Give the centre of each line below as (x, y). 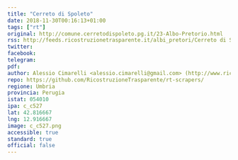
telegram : (22, 60)
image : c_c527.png (34, 126)
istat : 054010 (28, 100)
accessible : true (33, 132)
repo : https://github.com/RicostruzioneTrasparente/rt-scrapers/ (106, 80)
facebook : (22, 54)
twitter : (20, 47)
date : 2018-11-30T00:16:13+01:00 (57, 21)
